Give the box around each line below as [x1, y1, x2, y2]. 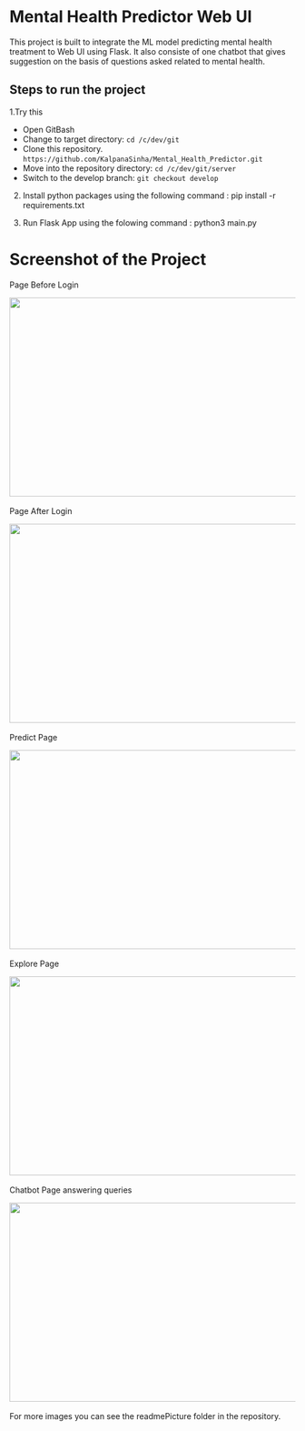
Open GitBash [22, 124, 75, 135]
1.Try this [9, 106, 44, 117]
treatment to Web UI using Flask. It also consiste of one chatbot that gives [9, 45, 286, 56]
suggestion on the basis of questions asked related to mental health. [9, 55, 266, 66]
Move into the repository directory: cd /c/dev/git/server [22, 162, 237, 174]
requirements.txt [22, 199, 85, 210]
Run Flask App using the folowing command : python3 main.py [22, 217, 257, 228]
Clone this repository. [22, 143, 103, 154]
